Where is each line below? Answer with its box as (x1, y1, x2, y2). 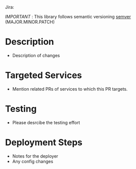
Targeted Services (5, 70, 82, 81)
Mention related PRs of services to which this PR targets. (12, 86, 128, 92)
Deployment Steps (5, 137, 83, 148)
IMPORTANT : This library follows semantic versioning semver (5, 14, 131, 19)
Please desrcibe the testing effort (12, 119, 80, 125)
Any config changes (12, 158, 53, 164)
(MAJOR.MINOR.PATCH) (5, 19, 55, 25)
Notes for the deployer (12, 153, 58, 159)
